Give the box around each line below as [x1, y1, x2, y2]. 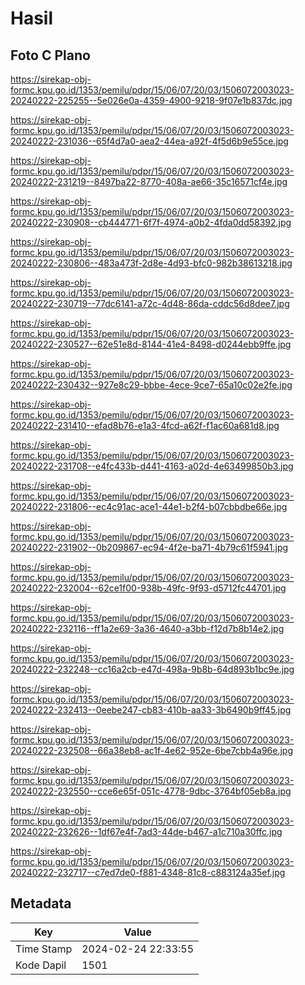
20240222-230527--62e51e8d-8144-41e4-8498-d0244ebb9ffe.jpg [10, 338, 292, 350]
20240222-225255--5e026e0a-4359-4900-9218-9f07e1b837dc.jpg [10, 95, 293, 106]
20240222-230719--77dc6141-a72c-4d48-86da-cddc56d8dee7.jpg [10, 298, 290, 309]
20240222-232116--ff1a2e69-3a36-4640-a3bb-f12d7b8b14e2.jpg [10, 623, 285, 634]
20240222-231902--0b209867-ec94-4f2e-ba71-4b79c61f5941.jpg [10, 542, 289, 553]
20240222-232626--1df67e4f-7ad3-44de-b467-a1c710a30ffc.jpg [10, 826, 283, 837]
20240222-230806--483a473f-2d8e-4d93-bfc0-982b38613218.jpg [10, 257, 293, 269]
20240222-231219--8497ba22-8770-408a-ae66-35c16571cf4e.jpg [10, 176, 288, 187]
